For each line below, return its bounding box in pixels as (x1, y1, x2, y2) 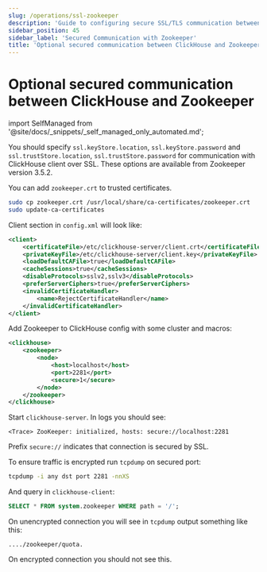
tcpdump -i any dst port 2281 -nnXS (8, 473, 130, 481)
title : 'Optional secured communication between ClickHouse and (8, 41, 226, 49)
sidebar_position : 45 (8, 26, 80, 34)
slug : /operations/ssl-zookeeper (8, 11, 119, 20)
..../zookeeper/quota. (8, 541, 83, 549)
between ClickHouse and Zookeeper (8, 92, 254, 110)
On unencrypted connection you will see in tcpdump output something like (8, 517, 248, 527)
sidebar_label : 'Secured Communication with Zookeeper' (8, 33, 197, 42)
